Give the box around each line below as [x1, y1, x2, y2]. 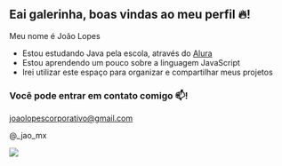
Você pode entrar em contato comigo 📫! [9, 89, 189, 101]
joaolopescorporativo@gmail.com [9, 113, 133, 123]
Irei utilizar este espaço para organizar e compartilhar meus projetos [21, 67, 273, 77]
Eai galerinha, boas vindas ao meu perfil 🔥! [9, 7, 251, 22]
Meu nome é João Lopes [9, 30, 101, 41]
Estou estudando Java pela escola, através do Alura [21, 48, 213, 59]
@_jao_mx [9, 130, 47, 141]
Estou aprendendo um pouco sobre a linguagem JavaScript [21, 57, 240, 67]
